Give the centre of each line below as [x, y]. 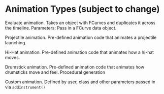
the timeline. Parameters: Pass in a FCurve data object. [61, 28]
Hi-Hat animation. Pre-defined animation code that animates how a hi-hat [80, 52]
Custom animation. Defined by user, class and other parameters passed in [80, 82]
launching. [16, 42]
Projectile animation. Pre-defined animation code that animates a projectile [81, 37]
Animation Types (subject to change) [82, 9]
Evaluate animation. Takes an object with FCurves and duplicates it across [80, 23]
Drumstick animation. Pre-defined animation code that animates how [75, 67]
